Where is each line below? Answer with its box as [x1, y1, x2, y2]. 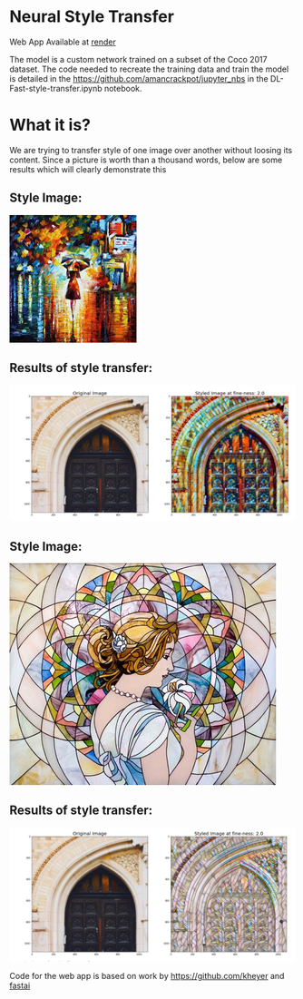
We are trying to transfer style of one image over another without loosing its [9, 144, 293, 155]
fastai [9, 980, 31, 991]
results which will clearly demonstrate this [9, 163, 167, 174]
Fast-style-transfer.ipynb [9, 83, 103, 93]
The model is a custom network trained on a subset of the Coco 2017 [9, 54, 268, 64]
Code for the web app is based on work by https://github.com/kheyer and [9, 971, 285, 982]
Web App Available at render [9, 36, 116, 47]
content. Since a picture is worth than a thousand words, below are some [9, 154, 283, 165]
